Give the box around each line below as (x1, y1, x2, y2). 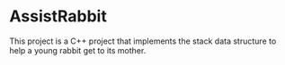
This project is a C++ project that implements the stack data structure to (9, 36, 277, 46)
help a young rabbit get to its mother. (9, 45, 147, 55)
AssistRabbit (9, 6, 108, 27)
